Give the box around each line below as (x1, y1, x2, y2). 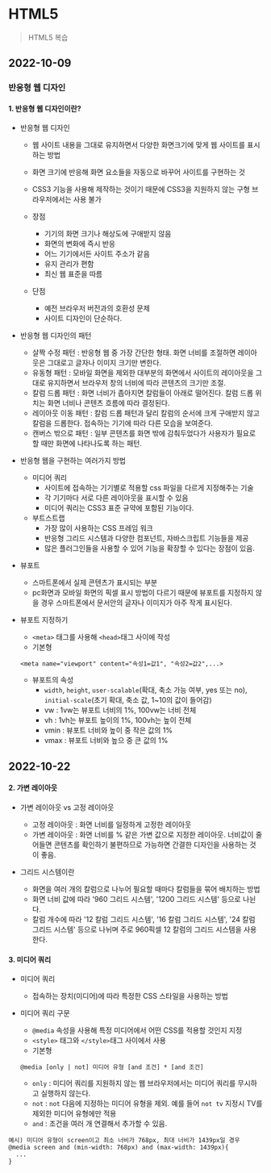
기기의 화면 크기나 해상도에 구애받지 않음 (44, 229, 172, 239)
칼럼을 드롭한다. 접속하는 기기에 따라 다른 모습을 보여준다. (31, 419, 214, 428)
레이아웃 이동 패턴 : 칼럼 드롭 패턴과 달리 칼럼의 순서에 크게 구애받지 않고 (31, 408, 261, 418)
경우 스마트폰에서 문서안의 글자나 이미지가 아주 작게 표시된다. (40, 598, 232, 607)
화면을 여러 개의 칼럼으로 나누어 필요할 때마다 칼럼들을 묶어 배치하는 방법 (31, 884, 261, 894)
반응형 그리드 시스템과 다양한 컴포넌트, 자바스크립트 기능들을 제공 (44, 533, 249, 543)
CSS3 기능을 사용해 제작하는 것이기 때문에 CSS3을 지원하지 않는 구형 (31, 185, 250, 194)
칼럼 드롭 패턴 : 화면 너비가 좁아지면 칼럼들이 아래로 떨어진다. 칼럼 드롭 (31, 388, 254, 398)
